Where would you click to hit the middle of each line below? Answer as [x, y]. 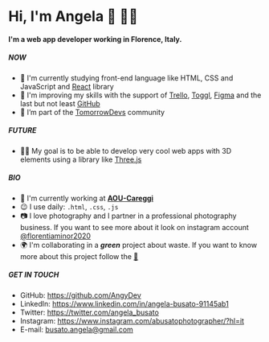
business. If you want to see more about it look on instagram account [134, 227]
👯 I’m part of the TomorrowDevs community [92, 112]
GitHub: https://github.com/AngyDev [81, 295]
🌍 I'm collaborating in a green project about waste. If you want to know [139, 245]
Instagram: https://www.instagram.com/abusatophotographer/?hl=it [132, 320]
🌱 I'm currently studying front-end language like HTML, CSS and [126, 78]
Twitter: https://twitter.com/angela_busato [89, 312]
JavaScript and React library [67, 86]
